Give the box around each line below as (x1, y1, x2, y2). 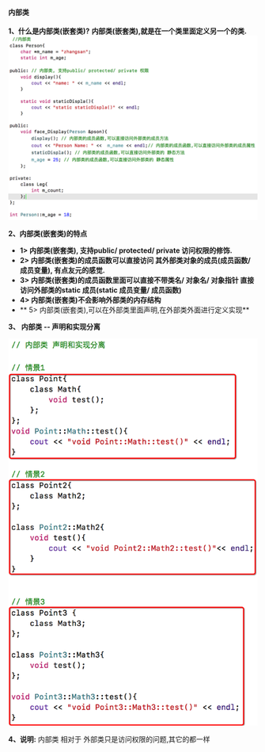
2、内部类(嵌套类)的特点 (8, 229, 88, 239)
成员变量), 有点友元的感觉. (19, 265, 105, 275)
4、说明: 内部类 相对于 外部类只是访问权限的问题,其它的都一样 (8, 735, 211, 744)
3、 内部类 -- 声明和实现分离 (8, 322, 101, 332)
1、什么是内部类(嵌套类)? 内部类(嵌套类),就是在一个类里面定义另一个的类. (8, 26, 248, 36)
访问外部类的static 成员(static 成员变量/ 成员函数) (19, 285, 182, 295)
